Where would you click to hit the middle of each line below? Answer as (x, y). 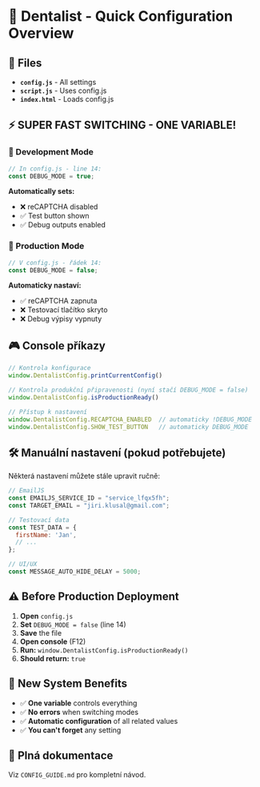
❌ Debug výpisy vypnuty (61, 319)
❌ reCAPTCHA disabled (59, 207)
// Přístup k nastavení (48, 412)
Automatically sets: (42, 191)
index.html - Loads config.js (67, 99)
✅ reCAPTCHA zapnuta (58, 301)
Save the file (41, 632)
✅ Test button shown (54, 216)
